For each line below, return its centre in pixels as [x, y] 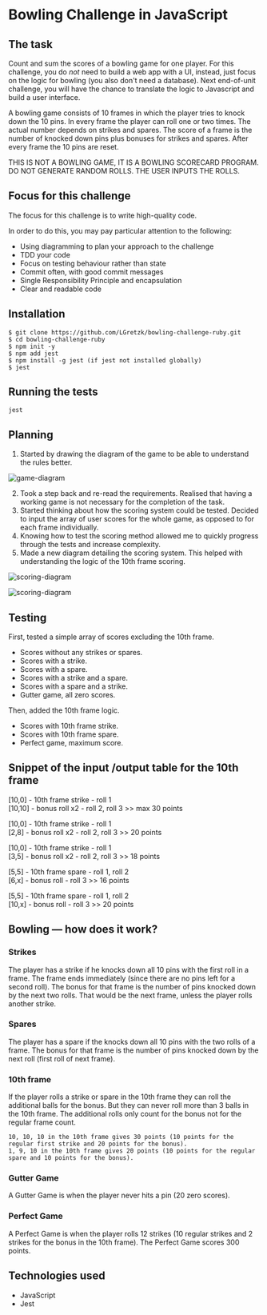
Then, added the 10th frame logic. [64, 710]
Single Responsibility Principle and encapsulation [101, 280]
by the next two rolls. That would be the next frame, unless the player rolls [130, 995]
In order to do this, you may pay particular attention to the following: [120, 230]
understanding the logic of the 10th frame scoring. [103, 562]
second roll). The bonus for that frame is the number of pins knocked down [132, 986]
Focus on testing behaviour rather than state [93, 263]
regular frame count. [42, 1122]
